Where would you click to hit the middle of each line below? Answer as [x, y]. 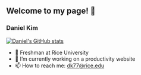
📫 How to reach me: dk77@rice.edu [59, 65]
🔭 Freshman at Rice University [52, 52]
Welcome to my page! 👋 [51, 11]
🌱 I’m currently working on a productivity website [75, 59]
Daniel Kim [22, 28]
